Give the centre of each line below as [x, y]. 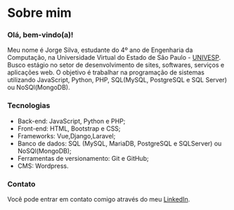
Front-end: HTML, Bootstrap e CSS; [69, 129]
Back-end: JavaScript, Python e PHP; [71, 121]
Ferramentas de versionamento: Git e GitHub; [83, 158]
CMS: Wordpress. [43, 166]
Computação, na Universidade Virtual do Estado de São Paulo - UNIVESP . [114, 58]
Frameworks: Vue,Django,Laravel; [66, 136]
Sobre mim [39, 13]
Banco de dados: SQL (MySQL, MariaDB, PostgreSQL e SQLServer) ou [119, 143]
